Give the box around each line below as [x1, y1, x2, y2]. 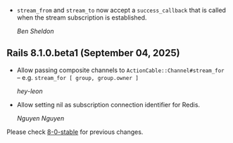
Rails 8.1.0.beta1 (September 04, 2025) [6, 47, 180, 59]
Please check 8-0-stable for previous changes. [6, 128, 144, 136]
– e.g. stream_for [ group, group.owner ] [16, 73, 139, 81]
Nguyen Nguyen [16, 114, 65, 122]
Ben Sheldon [16, 27, 54, 35]
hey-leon [16, 87, 43, 95]
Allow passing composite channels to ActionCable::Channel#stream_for [16, 66, 225, 74]
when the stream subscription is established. [16, 13, 147, 22]
